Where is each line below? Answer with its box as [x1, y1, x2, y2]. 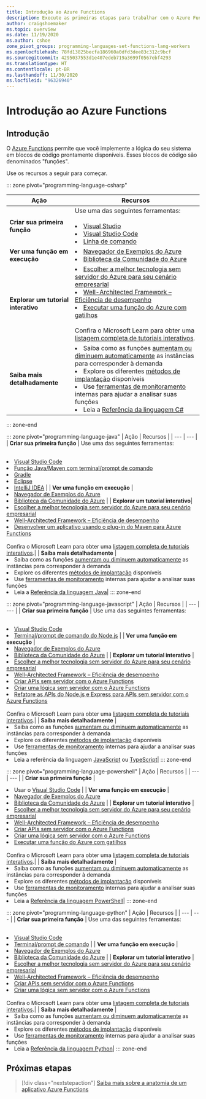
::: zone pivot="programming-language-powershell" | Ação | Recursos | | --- [6, 768, 199, 775]
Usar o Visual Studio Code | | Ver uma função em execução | [14, 786, 170, 794]
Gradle [14, 471, 31, 479]
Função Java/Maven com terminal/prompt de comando [14, 464, 153, 472]
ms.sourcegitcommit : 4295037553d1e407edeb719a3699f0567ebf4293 [6, 55, 172, 61]
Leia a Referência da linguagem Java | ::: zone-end [14, 589, 141, 596]
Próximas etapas [6, 1063, 72, 1073]
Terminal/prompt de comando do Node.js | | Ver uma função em [14, 632, 177, 639]
